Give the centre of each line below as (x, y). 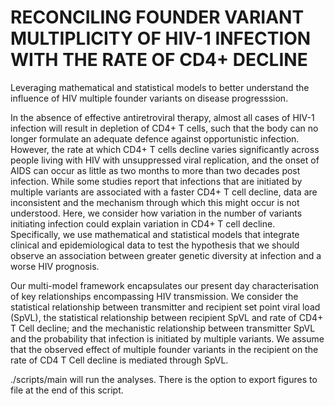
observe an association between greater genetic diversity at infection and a (166, 255)
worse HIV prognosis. (55, 266)
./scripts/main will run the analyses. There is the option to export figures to (164, 379)
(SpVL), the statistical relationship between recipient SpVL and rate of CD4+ (167, 317)
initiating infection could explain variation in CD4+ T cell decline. (143, 223)
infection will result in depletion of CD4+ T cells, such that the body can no (164, 128)
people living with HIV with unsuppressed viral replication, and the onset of (165, 160)
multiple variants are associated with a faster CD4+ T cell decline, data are (164, 192)
